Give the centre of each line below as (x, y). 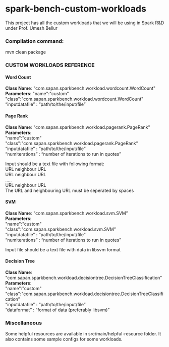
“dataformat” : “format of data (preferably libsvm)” (58, 310)
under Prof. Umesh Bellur (32, 28)
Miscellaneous (23, 323)
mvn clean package (26, 52)
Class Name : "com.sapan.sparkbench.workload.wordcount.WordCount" (80, 88)
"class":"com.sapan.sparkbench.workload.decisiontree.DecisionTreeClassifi (84, 294)
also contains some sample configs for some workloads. (64, 339)
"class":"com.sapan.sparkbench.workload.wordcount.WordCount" (74, 99)
